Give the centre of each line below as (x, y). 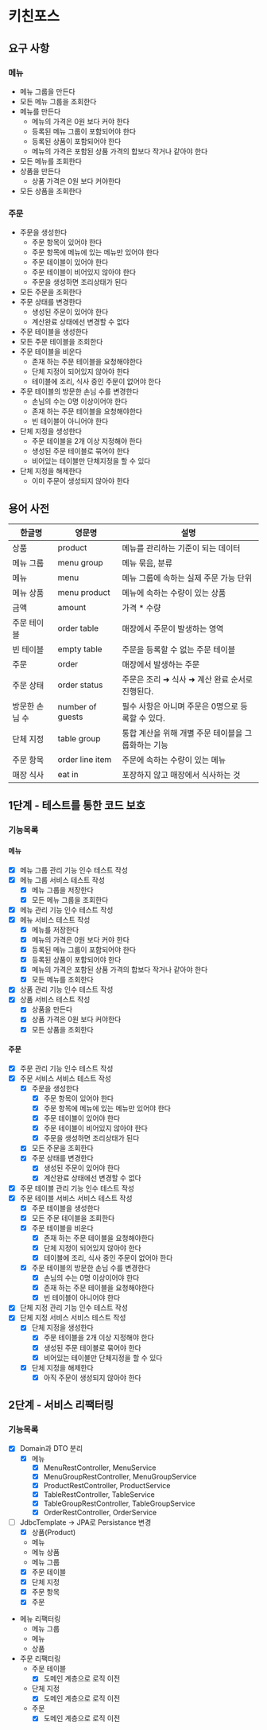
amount (72, 607)
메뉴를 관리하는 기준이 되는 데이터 (181, 548)
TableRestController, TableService (99, 1494)
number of (77, 706)
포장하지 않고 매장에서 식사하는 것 (181, 775)
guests (70, 717)
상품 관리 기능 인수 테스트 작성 (66, 989)
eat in (68, 774)
